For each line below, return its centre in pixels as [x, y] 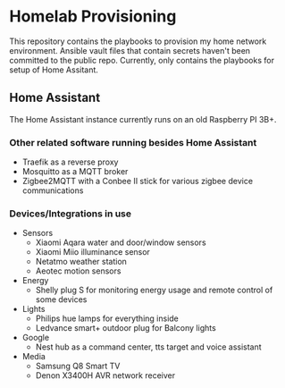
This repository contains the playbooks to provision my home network [138, 41]
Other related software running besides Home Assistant [133, 142]
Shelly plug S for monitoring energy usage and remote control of [154, 290]
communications [53, 190]
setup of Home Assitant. [54, 70]
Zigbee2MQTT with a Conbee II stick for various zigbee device [137, 181]
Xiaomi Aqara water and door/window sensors [121, 242]
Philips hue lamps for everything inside [107, 318]
